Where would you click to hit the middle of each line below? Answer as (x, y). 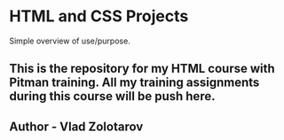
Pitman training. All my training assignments (134, 83)
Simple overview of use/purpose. (70, 41)
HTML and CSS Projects (99, 16)
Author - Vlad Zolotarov (76, 126)
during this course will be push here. (112, 96)
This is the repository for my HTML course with (142, 69)
